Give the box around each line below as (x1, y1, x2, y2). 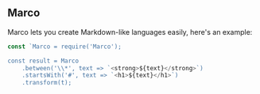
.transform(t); (21, 79, 72, 87)
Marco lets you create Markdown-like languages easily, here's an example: (7, 27, 253, 36)
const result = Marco (7, 57, 80, 65)
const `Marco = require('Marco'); (7, 43, 122, 51)
